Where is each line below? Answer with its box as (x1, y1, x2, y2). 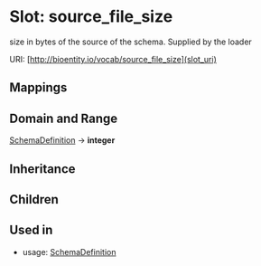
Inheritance (9, 161, 76, 176)
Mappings (9, 80, 68, 96)
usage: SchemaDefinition (22, 246, 117, 257)
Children (9, 192, 59, 207)
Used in (9, 223, 53, 238)
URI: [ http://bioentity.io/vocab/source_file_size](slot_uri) (9, 53, 217, 64)
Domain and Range (9, 110, 118, 126)
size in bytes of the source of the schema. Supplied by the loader (9, 36, 253, 47)
